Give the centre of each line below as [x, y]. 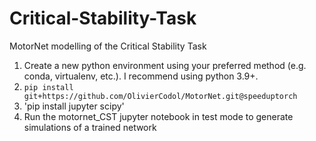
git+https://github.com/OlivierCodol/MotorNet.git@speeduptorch [160, 96]
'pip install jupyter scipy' [74, 106]
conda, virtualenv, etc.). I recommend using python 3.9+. [141, 76]
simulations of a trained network [90, 127]
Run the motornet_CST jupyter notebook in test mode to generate [158, 116]
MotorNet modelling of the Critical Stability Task [108, 46]
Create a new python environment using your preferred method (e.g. [165, 65]
